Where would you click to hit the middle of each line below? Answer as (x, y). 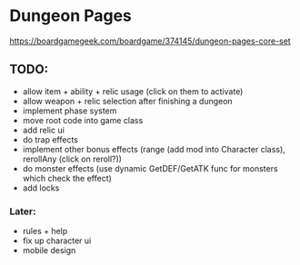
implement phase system (70, 111)
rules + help (45, 231)
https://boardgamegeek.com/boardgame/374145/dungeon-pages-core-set (150, 41)
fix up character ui (57, 240)
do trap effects (50, 139)
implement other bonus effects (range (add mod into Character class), (154, 149)
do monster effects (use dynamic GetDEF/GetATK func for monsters (150, 168)
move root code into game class (83, 120)
